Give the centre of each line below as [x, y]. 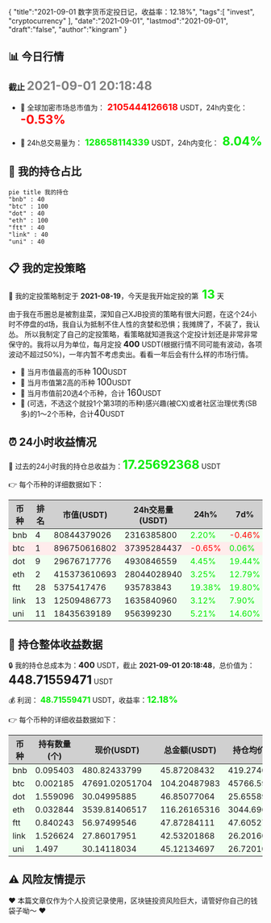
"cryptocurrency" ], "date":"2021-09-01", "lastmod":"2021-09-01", [118, 21]
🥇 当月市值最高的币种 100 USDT [73, 372]
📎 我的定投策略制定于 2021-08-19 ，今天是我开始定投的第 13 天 [116, 295]
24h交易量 [153, 510]
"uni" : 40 [27, 241]
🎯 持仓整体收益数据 [56, 644]
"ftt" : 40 [27, 227]
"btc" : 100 [28, 206]
